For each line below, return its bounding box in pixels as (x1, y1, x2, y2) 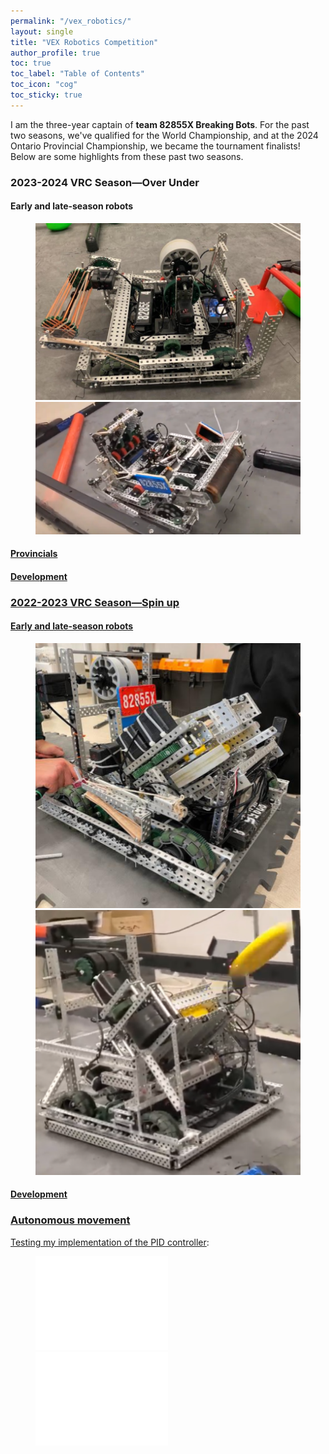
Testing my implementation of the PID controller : (10, 1236, 210, 1248)
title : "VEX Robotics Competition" (10, 37, 159, 47)
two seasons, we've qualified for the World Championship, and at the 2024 (10, 129, 319, 141)
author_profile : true (10, 48, 101, 58)
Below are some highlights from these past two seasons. (10, 150, 244, 162)
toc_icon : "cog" (10, 80, 78, 90)
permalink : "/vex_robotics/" (10, 16, 132, 26)
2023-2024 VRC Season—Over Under (10, 175, 200, 189)
